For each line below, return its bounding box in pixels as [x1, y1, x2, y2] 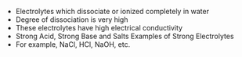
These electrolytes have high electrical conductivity [15, 23, 182, 32]
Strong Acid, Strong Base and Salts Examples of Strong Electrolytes [15, 31, 234, 41]
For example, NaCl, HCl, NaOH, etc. [15, 40, 131, 49]
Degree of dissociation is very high [15, 15, 128, 24]
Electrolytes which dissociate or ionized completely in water [15, 7, 210, 16]
